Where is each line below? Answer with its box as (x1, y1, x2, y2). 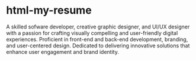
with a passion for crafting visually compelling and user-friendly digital (6, 29, 178, 36)
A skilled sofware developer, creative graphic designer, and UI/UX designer (6, 23, 190, 30)
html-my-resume (6, 4, 92, 17)
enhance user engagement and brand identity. (6, 48, 120, 55)
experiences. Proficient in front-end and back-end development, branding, (6, 36, 188, 43)
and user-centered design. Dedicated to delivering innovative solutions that (6, 42, 190, 49)
